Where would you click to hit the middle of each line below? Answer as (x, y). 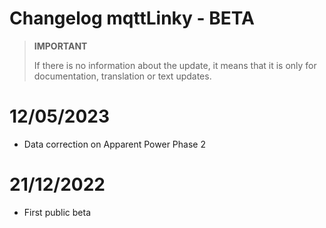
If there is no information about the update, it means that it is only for (175, 65)
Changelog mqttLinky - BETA (132, 18)
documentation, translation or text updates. (122, 76)
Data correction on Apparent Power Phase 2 (114, 144)
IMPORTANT (60, 46)
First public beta (57, 212)
